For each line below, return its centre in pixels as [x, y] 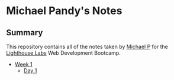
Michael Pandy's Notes [64, 11]
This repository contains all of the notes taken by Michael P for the [87, 46]
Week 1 [23, 64]
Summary [25, 33]
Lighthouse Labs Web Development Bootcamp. [64, 53]
